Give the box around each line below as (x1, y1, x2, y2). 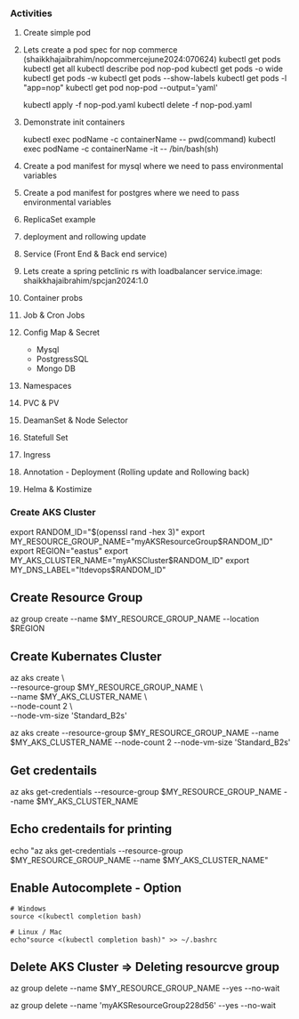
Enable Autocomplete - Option (10, 880, 182, 896)
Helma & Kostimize (22, 484, 93, 495)
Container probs (22, 293, 84, 303)
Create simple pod (22, 28, 92, 38)
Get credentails (10, 763, 97, 778)
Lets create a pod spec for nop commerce (22, 44, 178, 55)
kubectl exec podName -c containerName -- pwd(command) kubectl (22, 134, 276, 145)
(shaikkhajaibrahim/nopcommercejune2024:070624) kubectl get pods (22, 54, 281, 65)
